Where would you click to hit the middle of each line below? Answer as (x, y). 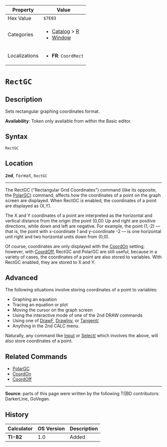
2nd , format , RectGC (26, 175)
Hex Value (19, 18)
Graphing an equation (35, 299)
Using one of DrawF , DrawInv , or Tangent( (55, 321)
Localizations (23, 56)
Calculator (20, 429)
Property (23, 10)
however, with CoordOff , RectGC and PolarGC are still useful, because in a (81, 251)
